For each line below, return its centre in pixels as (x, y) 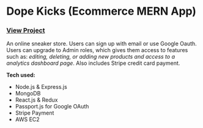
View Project (26, 31)
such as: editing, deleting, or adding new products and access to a (91, 57)
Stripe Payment (35, 113)
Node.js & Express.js (41, 87)
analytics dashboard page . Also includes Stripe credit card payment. (93, 63)
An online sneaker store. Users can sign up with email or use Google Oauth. (102, 43)
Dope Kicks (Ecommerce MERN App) (102, 11)
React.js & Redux (36, 100)
